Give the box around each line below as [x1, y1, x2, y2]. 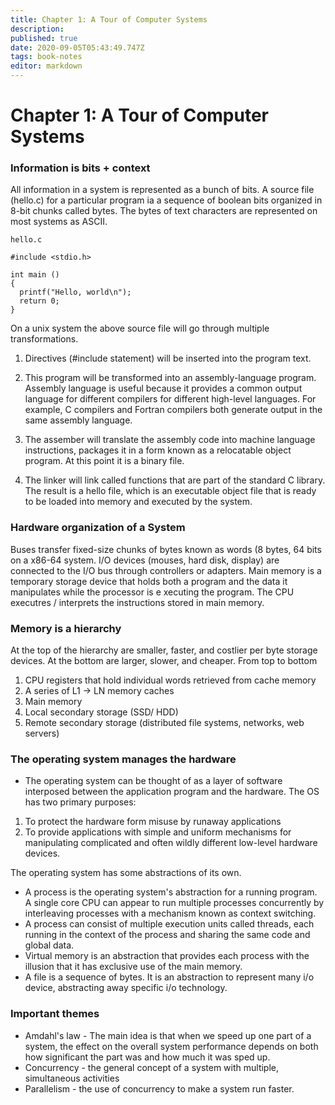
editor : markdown [10, 61, 83, 71]
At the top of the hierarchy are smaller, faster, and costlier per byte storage [10, 644, 318, 656]
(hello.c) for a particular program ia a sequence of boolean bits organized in [10, 194, 323, 206]
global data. [24, 939, 75, 951]
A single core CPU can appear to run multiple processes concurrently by [24, 897, 325, 909]
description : [10, 24, 65, 34]
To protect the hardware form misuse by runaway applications [24, 816, 282, 828]
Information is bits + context [10, 161, 151, 175]
